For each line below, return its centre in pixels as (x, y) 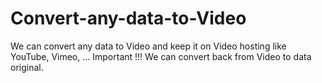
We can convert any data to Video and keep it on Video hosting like (148, 46)
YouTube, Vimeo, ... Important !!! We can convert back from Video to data (161, 56)
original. (27, 67)
